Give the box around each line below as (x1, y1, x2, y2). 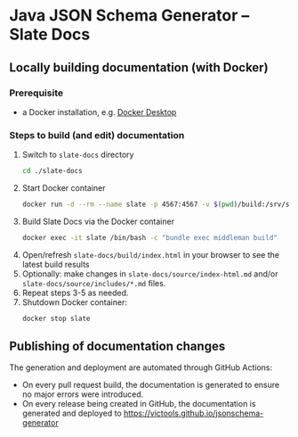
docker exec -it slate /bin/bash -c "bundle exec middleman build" (21, 233, 278, 242)
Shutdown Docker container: (21, 296, 127, 308)
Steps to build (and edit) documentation (9, 128, 185, 141)
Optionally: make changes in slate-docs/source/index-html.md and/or (21, 268, 278, 279)
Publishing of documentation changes (9, 339, 226, 354)
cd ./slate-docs (21, 167, 83, 176)
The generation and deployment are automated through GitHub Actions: (9, 362, 273, 373)
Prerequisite (9, 87, 64, 99)
